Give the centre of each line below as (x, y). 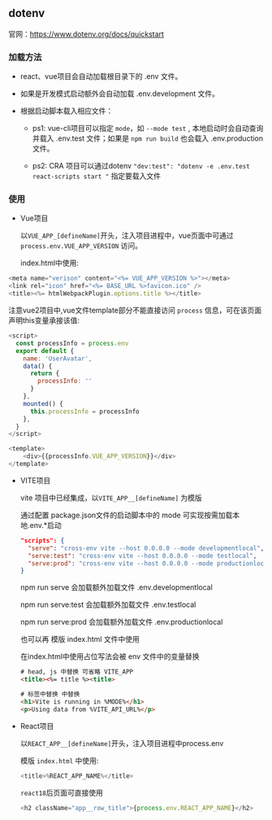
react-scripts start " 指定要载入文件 (96, 176)
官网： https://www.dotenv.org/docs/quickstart (86, 34)
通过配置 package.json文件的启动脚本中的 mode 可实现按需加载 (126, 515)
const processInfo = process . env (72, 343)
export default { (45, 351)
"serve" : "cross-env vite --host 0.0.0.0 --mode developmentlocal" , (146, 548)
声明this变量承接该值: (44, 321)
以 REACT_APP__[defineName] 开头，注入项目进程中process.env (122, 743)
